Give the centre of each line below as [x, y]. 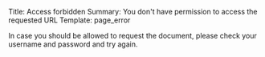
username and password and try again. [73, 44]
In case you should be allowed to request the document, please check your [132, 36]
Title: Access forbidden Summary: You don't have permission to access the [133, 12]
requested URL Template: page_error [69, 20]
